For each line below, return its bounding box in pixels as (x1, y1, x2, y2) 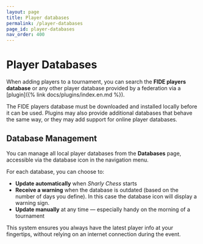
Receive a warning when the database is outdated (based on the (15, 186, 179, 193)
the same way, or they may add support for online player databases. (6, 116, 178, 123)
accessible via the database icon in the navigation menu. (6, 156, 149, 163)
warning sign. (15, 199, 50, 206)
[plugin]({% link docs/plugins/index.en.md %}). (6, 91, 125, 98)
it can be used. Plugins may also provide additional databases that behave (6, 109, 193, 117)
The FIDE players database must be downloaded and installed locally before (6, 103, 198, 110)
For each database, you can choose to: (6, 168, 105, 175)
